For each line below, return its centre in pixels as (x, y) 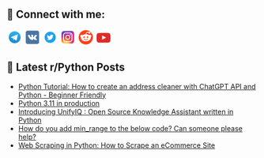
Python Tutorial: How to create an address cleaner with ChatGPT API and (137, 86)
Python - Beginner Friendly (62, 95)
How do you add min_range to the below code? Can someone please (130, 128)
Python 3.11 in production (58, 103)
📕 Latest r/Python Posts (66, 68)
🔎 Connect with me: (56, 15)
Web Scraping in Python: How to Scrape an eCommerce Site (117, 145)
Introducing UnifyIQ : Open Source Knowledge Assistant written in (126, 111)
